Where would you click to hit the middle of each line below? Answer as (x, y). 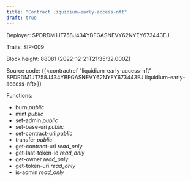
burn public (30, 107)
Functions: (20, 95)
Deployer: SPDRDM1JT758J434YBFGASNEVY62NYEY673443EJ (88, 35)
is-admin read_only (39, 172)
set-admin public (36, 120)
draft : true (21, 18)
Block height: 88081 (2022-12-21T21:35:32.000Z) (69, 59)
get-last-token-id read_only (50, 153)
